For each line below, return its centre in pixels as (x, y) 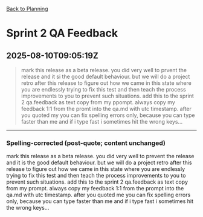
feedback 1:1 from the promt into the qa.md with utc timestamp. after (106, 109)
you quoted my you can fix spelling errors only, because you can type (108, 115)
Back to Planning (27, 9)
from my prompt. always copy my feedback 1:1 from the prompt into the (95, 189)
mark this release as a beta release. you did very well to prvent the (104, 70)
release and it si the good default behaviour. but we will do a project (105, 76)
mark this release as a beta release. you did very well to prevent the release (100, 156)
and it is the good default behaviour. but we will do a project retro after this (99, 162)
